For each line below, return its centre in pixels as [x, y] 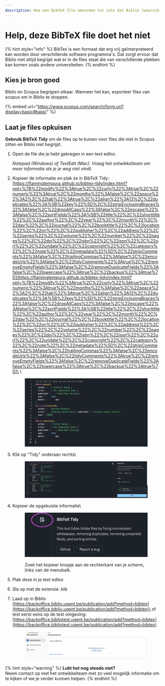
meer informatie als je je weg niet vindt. [52, 169]
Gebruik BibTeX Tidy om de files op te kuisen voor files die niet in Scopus [80, 139]
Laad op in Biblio [29, 598]
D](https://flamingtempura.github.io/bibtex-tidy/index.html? [72, 277]
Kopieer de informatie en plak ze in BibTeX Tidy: [61, 178]
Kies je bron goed [32, 80]
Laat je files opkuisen [38, 127]
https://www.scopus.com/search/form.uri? [81, 107]
